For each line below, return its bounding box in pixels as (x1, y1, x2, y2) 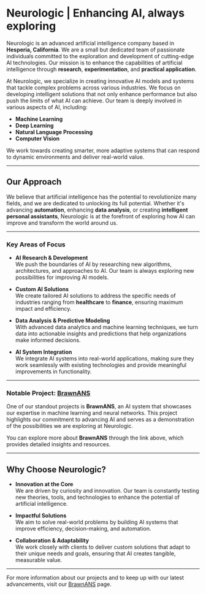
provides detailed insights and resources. (6, 441, 111, 448)
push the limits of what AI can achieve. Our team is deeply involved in (6, 97, 182, 104)
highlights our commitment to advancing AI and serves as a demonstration (6, 416, 194, 423)
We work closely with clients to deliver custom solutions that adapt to (15, 543, 191, 551)
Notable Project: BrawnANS (6, 389, 91, 397)
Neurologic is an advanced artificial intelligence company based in (6, 39, 175, 47)
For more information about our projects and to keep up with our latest (6, 574, 184, 582)
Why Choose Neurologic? (6, 464, 106, 474)
